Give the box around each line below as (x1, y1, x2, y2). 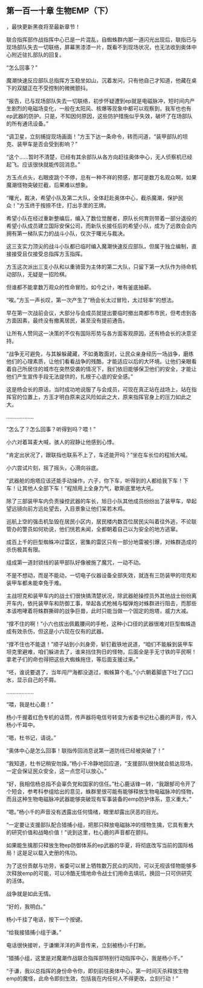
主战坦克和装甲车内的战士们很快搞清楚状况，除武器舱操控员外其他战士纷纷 (6, 592, 192, 599)
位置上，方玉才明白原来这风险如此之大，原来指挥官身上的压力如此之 (22, 393, 192, 400)
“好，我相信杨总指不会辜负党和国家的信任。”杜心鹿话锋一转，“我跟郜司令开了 (6, 780, 196, 787)
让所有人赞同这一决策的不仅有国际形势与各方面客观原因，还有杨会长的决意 (6, 330, 192, 337)
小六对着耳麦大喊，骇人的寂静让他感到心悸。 (6, 438, 118, 445)
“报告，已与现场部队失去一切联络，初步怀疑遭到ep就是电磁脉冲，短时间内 (6, 97, 190, 104)
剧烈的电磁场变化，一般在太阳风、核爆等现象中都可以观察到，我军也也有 (11, 105, 192, 112)
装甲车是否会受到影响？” (16, 140, 78, 147)
